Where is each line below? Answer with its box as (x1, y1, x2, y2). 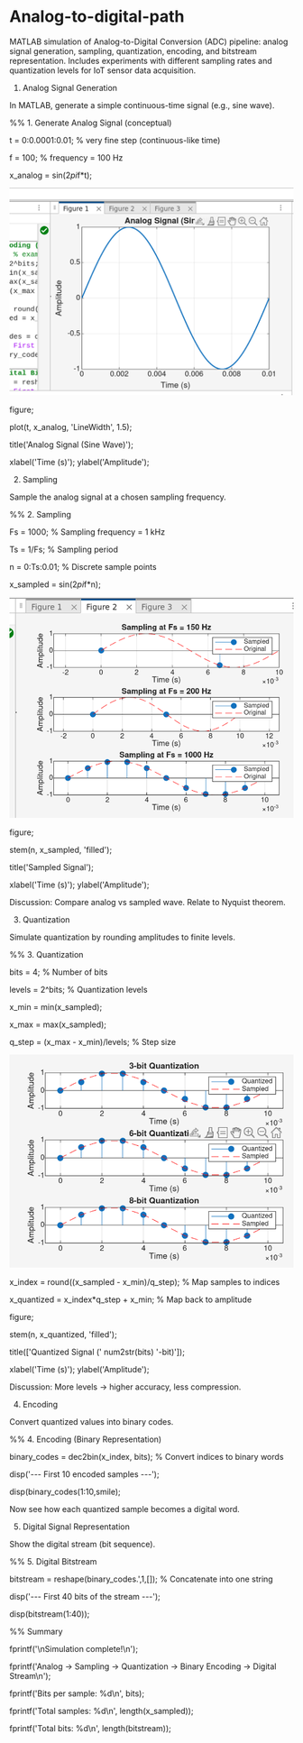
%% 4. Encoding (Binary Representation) (9, 1434, 162, 1445)
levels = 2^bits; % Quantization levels (9, 985, 148, 995)
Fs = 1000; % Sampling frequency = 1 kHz (9, 526, 165, 537)
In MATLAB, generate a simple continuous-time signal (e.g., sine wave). (9, 99, 275, 110)
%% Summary (9, 1626, 63, 1638)
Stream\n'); (9, 1671, 51, 1682)
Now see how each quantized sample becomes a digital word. (9, 1504, 241, 1515)
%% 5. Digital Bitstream (9, 1556, 97, 1567)
